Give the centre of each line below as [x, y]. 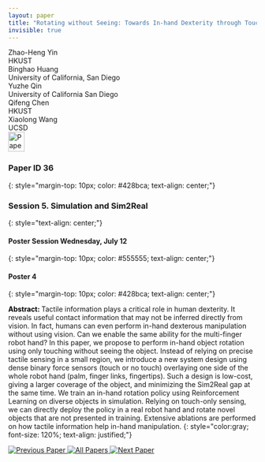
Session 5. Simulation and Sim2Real [78, 206]
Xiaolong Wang [33, 120]
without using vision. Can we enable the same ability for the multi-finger [125, 334]
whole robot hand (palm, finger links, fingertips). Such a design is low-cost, [131, 376]
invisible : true [35, 30]
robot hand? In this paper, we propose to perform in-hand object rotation [126, 343]
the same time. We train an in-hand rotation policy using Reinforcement [124, 393]
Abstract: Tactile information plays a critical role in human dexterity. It [122, 309]
